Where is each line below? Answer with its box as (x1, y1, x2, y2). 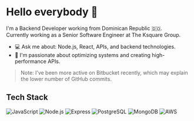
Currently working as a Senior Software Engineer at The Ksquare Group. (6, 31, 181, 38)
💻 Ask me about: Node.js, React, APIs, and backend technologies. (14, 43, 176, 50)
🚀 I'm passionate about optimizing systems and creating (14, 51, 151, 58)
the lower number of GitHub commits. (20, 75, 112, 82)
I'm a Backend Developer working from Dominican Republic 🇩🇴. (6, 25, 163, 32)
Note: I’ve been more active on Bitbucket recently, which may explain (20, 69, 188, 76)
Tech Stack (6, 92, 48, 102)
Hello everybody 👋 (6, 5, 98, 19)
